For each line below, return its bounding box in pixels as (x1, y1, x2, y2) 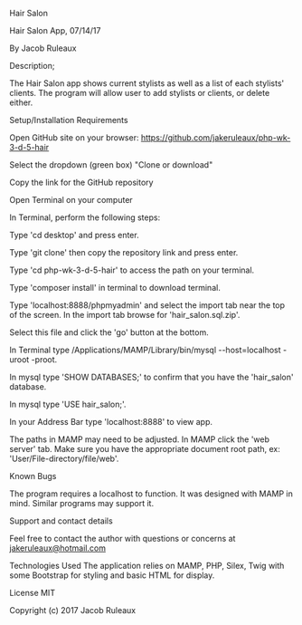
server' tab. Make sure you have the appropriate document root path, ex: (9, 444, 280, 454)
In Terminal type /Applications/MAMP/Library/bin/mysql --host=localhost (9, 344, 282, 355)
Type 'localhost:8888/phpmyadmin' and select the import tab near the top (9, 300, 286, 311)
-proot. (31, 354, 58, 365)
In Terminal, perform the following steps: (9, 212, 161, 223)
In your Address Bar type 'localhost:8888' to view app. (9, 417, 212, 427)
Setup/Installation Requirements (9, 115, 128, 125)
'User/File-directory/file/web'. (9, 453, 119, 464)
